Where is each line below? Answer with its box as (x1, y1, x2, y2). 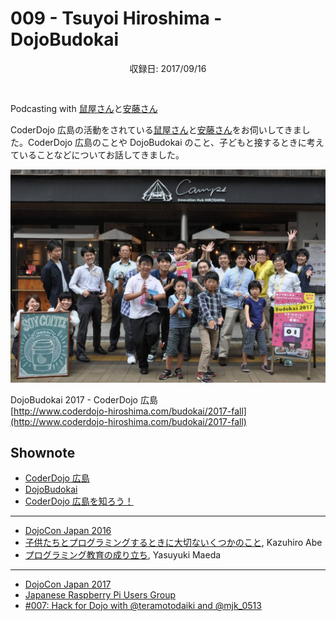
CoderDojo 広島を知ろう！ (24, 495, 134, 507)
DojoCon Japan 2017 (24, 578, 112, 591)
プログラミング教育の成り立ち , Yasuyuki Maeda (24, 549, 222, 561)
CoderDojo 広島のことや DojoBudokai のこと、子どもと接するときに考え (27, 136, 325, 148)
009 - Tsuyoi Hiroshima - (10, 7, 223, 30)
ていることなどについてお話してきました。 (10, 148, 185, 161)
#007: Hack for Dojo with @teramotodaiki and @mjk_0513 (24, 600, 262, 612)
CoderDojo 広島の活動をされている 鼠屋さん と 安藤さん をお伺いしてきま (10, 123, 302, 136)
